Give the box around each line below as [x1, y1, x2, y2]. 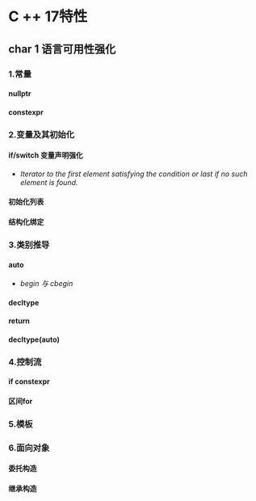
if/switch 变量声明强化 [8, 150, 83, 160]
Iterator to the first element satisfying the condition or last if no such [19, 169, 248, 179]
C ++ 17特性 [8, 7, 88, 26]
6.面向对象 [8, 442, 50, 453]
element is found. [19, 177, 78, 187]
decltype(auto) [8, 335, 61, 344]
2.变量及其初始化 [8, 128, 75, 140]
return [8, 316, 31, 326]
